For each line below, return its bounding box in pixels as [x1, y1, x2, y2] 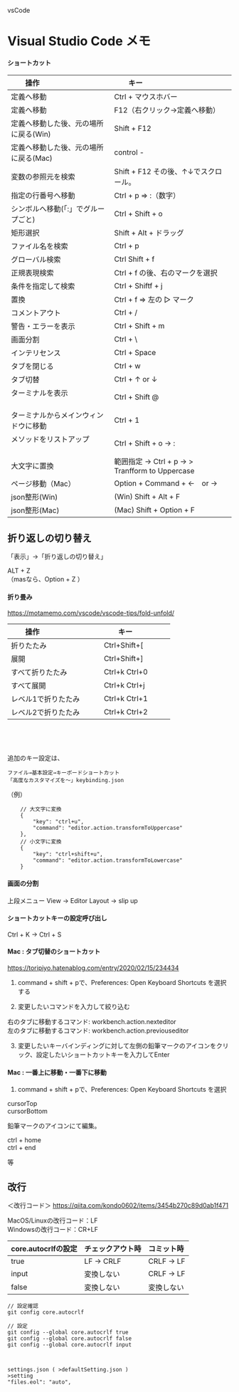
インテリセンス [11, 348, 61, 358]
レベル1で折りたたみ [11, 694, 80, 704]
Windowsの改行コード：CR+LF [7, 1225, 98, 1234]
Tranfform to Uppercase [114, 466, 195, 476]
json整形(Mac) [11, 505, 60, 515]
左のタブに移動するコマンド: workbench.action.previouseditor [7, 1026, 189, 1035]
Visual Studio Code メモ [7, 33, 151, 49]
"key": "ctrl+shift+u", [33, 850, 103, 858]
